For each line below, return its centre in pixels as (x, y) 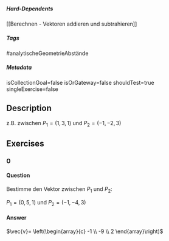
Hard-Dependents (30, 9)
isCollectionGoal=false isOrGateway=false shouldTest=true (80, 82)
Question (18, 175)
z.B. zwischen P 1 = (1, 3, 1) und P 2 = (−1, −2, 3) (64, 124)
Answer (16, 218)
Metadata (19, 67)
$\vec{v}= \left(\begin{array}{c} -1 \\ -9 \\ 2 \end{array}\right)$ (85, 231)
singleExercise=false (33, 89)
